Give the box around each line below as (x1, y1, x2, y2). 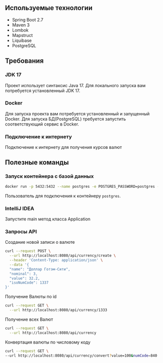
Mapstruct (12, 32, 33, 38)
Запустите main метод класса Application (5, 216, 91, 222)
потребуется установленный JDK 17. (5, 88, 81, 93)
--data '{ (9, 262, 29, 267)
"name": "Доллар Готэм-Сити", (9, 267, 70, 272)
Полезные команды (5, 158, 69, 167)
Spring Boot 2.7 (12, 17, 44, 22)
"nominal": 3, (9, 271, 38, 276)
